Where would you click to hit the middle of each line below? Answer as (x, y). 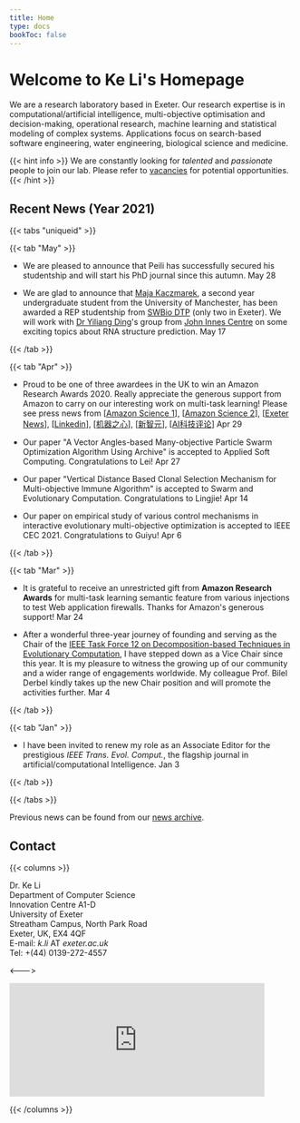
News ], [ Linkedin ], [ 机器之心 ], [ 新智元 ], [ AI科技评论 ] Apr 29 (132, 424)
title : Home (32, 18)
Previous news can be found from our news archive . (107, 817)
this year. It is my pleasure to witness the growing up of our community (155, 664)
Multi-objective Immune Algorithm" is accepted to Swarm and (138, 489)
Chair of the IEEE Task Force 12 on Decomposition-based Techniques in (156, 645)
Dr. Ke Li (25, 885)
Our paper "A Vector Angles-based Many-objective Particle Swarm (147, 442)
